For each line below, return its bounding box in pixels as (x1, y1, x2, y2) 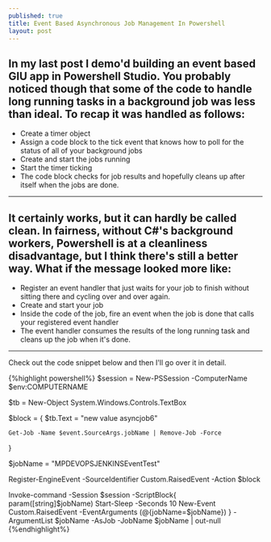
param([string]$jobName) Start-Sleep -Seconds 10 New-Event (8, 498, 216, 508)
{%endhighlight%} (8, 524, 70, 534)
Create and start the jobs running (19, 154, 131, 164)
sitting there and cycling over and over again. (19, 292, 171, 301)
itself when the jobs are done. (19, 180, 119, 190)
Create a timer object (19, 128, 91, 138)
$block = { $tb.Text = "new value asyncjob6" (8, 414, 158, 422)
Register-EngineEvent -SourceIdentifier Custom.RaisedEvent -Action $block (8, 474, 261, 484)
